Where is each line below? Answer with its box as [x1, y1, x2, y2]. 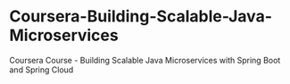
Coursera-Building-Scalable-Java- [9, 6, 272, 27]
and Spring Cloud [9, 64, 74, 75]
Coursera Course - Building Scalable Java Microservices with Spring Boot [9, 55, 281, 65]
